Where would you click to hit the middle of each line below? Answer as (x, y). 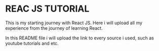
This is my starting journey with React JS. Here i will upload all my (74, 23)
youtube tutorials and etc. (32, 43)
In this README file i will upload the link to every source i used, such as (80, 38)
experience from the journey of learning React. (54, 28)
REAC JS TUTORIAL (47, 9)
